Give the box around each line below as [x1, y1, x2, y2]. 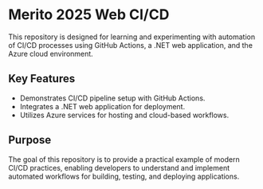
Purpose [8, 133, 52, 147]
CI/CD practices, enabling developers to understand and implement [8, 163, 230, 172]
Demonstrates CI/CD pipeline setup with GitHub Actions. [19, 93, 206, 103]
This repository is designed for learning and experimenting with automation [8, 32, 256, 41]
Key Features [8, 72, 76, 85]
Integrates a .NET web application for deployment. [19, 101, 186, 111]
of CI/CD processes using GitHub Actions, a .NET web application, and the [8, 40, 253, 49]
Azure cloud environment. [8, 49, 93, 58]
